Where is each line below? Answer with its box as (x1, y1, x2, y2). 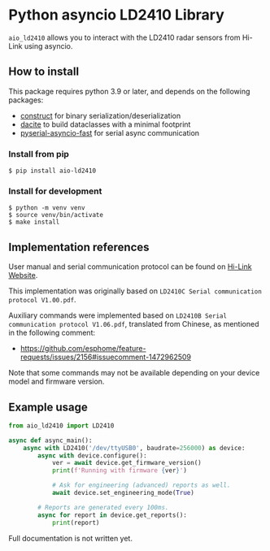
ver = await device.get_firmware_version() (51, 459, 202, 467)
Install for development (8, 185, 102, 197)
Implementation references (8, 240, 150, 254)
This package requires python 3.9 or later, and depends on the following (8, 86, 250, 96)
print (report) (51, 518, 100, 527)
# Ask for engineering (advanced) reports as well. (51, 481, 231, 489)
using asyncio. (24, 41, 73, 50)
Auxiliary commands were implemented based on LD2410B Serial (8, 310, 228, 320)
